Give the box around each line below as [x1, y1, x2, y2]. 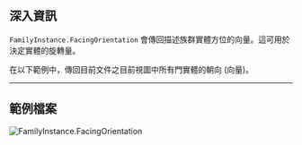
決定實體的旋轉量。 [9, 45, 81, 55]
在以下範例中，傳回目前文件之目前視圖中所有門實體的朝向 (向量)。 [9, 64, 254, 74]
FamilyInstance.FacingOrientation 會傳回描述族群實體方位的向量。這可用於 [9, 34, 290, 45]
